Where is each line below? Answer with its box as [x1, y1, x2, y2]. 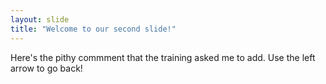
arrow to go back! [10, 62, 83, 74]
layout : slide [10, 14, 70, 25]
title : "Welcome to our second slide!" [10, 24, 177, 34]
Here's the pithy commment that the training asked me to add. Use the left [10, 51, 316, 63]
